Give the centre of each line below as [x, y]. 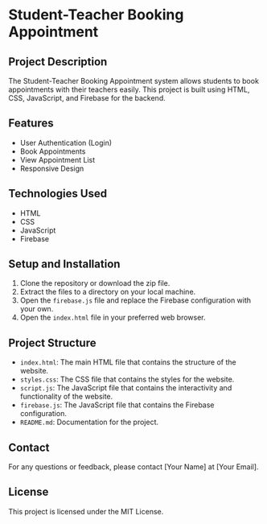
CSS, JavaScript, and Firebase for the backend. [87, 98]
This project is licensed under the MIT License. [86, 511]
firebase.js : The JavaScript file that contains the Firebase [117, 405]
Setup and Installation [64, 264]
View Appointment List [58, 159]
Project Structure [52, 342]
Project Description [58, 62]
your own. [37, 309]
